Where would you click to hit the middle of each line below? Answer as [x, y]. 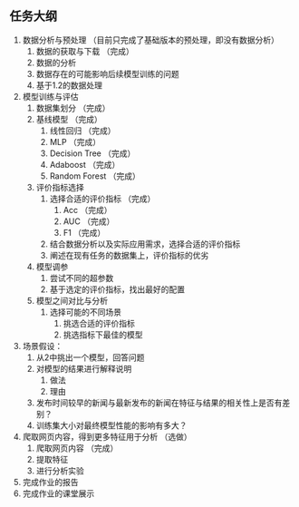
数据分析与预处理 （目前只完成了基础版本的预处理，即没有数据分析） [150, 40]
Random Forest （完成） [95, 176]
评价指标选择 [60, 187]
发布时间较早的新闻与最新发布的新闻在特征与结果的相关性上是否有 [159, 403]
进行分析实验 [60, 471]
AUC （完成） [89, 221]
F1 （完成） [84, 232]
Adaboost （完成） [85, 164]
